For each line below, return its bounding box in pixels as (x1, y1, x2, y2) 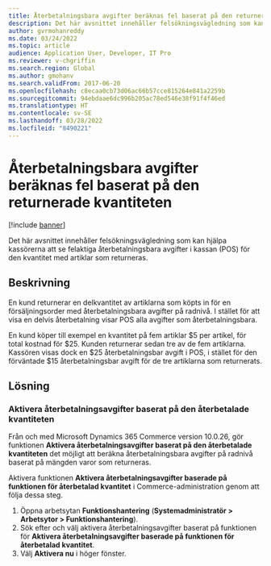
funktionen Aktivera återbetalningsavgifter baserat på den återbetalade (8, 440, 252, 450)
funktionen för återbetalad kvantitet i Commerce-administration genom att (8, 481, 260, 492)
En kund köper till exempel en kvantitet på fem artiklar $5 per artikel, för (8, 330, 247, 339)
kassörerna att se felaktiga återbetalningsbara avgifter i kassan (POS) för (8, 243, 250, 254)
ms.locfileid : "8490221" (8, 124, 92, 132)
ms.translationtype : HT (8, 102, 89, 110)
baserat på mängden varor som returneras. (8, 457, 152, 468)
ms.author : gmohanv (8, 72, 74, 80)
